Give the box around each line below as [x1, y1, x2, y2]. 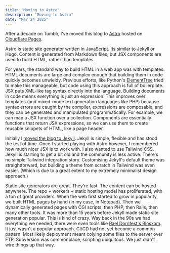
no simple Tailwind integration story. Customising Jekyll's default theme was [5, 157, 165, 163]
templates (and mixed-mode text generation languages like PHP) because [5, 99, 159, 105]
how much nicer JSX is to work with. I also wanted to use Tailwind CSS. [5, 146, 154, 152]
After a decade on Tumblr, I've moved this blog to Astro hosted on [5, 31, 143, 37]
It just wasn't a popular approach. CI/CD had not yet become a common [5, 226, 155, 232]
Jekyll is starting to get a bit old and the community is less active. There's [5, 151, 158, 157]
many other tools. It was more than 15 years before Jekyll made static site [5, 209, 159, 216]
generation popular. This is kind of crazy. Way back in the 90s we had [5, 215, 151, 221]
